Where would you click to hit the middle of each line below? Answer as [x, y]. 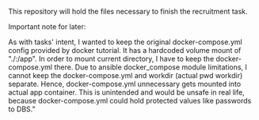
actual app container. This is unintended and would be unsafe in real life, [126, 92]
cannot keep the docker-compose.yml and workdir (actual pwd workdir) [126, 75]
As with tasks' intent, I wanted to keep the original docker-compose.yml [126, 42]
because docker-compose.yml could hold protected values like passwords [130, 101]
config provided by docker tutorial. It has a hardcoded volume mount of [125, 50]
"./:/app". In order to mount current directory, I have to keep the [111, 59]
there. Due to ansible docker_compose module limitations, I [151, 67]
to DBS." [22, 109]
